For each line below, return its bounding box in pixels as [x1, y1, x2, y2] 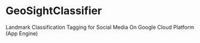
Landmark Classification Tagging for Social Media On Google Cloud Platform [5, 24, 195, 31]
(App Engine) [5, 29, 38, 37]
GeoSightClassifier [5, 4, 102, 18]
